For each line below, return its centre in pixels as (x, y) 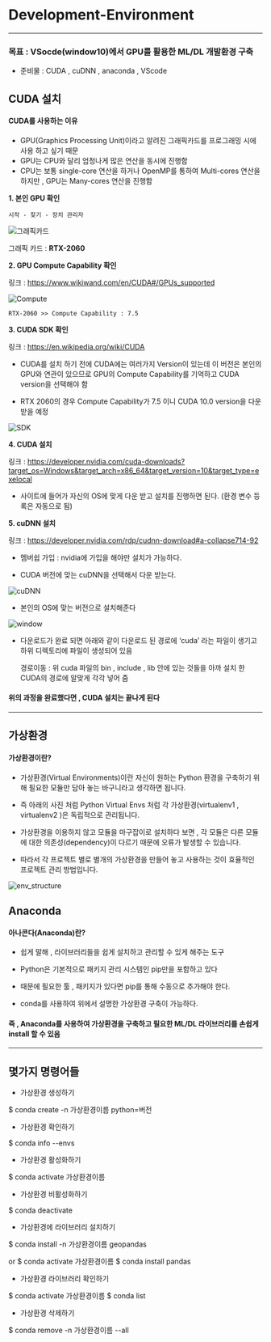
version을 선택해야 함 (54, 384)
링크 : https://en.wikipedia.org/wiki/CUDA (77, 346)
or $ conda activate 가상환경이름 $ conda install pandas (100, 1262)
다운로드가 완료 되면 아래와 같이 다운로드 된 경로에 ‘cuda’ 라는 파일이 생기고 (139, 640)
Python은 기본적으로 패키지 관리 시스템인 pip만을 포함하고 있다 (119, 969)
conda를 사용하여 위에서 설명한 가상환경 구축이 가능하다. (109, 1004)
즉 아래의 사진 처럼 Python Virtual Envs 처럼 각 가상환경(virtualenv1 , (129, 804)
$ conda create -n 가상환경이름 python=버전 (80, 1110)
